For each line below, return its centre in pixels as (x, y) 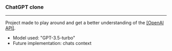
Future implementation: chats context (52, 43)
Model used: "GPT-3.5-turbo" (44, 38)
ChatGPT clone (25, 7)
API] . (10, 28)
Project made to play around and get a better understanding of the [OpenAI (84, 23)
